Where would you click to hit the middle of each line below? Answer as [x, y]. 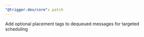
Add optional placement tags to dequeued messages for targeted [72, 24]
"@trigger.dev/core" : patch [34, 10]
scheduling [17, 29]
